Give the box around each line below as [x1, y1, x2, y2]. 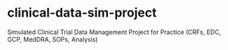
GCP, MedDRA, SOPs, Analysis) [7, 35, 98, 43]
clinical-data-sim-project [7, 5, 157, 21]
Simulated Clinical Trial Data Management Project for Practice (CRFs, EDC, [7, 28, 222, 36]
